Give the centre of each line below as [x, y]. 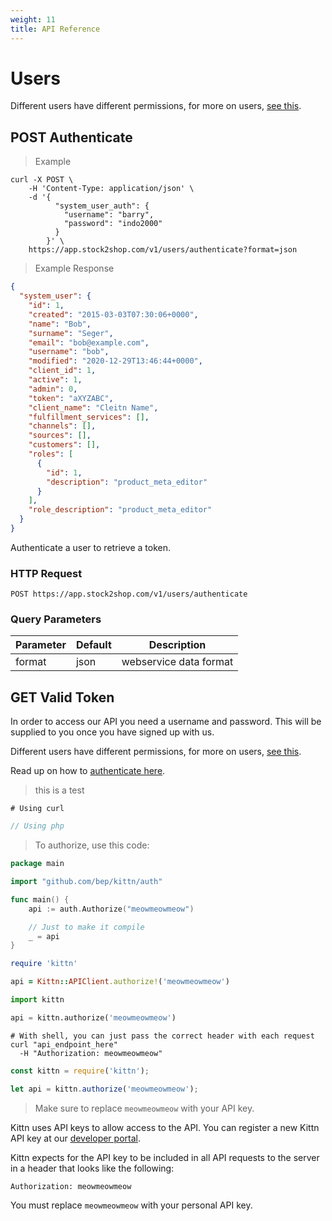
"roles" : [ [51, 454]
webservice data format [177, 662]
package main [37, 864]
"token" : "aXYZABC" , [71, 398]
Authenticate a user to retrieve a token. [90, 547]
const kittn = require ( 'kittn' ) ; [80, 1071]
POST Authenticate [71, 137]
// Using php [37, 826]
